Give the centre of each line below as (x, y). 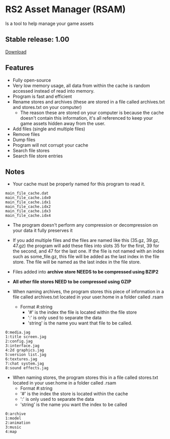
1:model (13, 419)
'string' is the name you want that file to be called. (80, 323)
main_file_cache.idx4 (28, 216)
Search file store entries (38, 156)
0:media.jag (18, 333)
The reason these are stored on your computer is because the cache (92, 113)
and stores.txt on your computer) (47, 107)
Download (16, 51)
